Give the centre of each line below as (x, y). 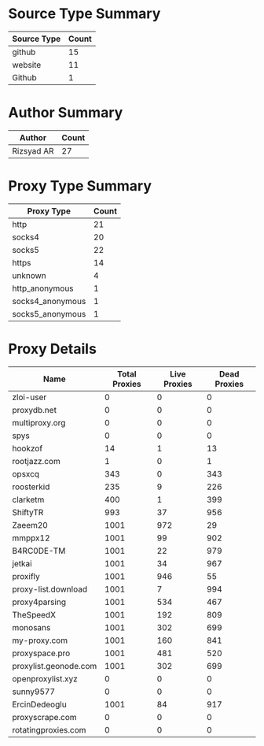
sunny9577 (34, 692)
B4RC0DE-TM (39, 551)
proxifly (26, 576)
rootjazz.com (36, 461)
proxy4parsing (39, 602)
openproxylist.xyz (45, 678)
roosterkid (31, 487)
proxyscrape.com (44, 717)
